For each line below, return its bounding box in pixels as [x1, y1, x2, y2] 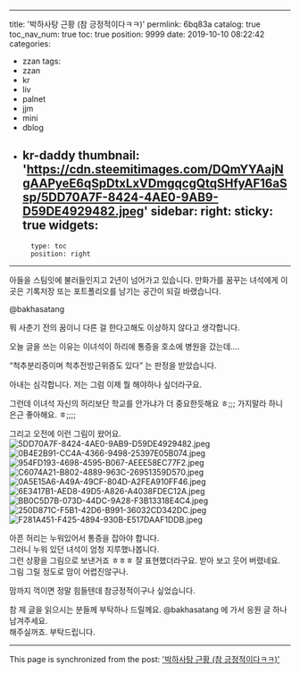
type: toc [30, 241, 67, 250]
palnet [21, 94, 46, 104]
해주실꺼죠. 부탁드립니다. [9, 627, 96, 637]
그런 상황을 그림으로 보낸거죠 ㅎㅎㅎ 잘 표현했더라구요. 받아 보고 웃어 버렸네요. [9, 555, 281, 566]
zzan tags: [21, 55, 61, 66]
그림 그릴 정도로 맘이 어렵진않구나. [9, 566, 129, 576]
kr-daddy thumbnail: [21, 148, 140, 164]
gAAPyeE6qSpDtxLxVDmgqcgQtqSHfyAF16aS [21, 176, 287, 191]
